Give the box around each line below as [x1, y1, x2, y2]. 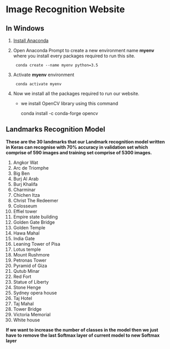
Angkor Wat [13, 159, 38, 166]
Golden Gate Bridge [13, 219, 55, 225]
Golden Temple [13, 224, 45, 230]
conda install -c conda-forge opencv [20, 110, 99, 116]
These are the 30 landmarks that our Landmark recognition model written [6, 138, 165, 145]
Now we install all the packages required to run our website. [13, 90, 140, 97]
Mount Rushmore [13, 251, 50, 258]
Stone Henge [13, 284, 41, 290]
